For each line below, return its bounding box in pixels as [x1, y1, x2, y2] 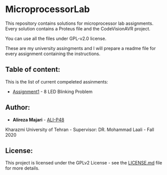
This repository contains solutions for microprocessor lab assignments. [5, 20, 153, 26]
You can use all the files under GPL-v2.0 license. [5, 35, 107, 41]
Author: [5, 103, 30, 112]
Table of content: [5, 65, 61, 74]
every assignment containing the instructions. [5, 51, 101, 57]
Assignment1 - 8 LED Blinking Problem [12, 89, 93, 95]
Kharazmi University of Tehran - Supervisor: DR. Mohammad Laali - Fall [5, 126, 154, 133]
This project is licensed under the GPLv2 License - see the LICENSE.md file [5, 160, 162, 166]
